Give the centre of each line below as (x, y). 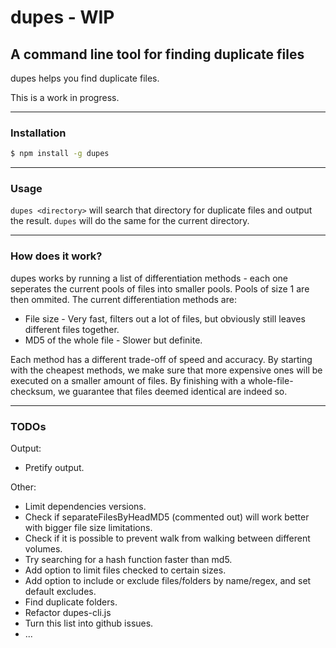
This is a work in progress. (65, 97)
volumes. (43, 549)
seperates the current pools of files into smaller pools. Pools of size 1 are (160, 288)
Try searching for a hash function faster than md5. (128, 560)
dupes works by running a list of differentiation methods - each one (149, 278)
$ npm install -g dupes (60, 154)
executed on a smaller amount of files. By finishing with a (128, 380)
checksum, (33, 391)
